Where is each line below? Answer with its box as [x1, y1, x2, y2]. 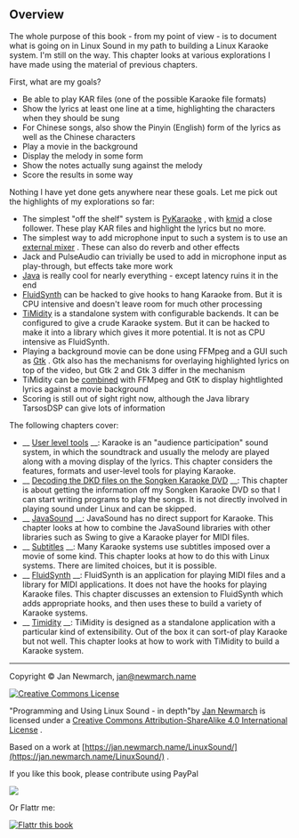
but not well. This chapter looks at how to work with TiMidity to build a [21, 636, 280, 647]
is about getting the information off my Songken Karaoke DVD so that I [21, 484, 280, 495]
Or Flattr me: [9, 801, 56, 813]
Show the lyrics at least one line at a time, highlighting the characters [21, 102, 276, 114]
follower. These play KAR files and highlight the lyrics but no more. [21, 223, 267, 233]
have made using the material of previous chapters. [9, 59, 198, 69]
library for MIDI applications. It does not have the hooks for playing [21, 579, 267, 590]
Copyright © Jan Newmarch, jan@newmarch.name [9, 671, 197, 681]
